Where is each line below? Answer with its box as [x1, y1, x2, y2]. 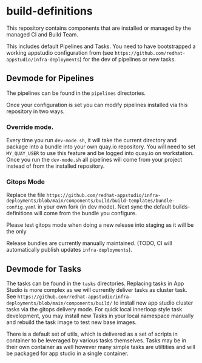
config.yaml [6, 204, 36, 210]
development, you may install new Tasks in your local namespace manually [6, 312, 194, 320]
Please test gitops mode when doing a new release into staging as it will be [6, 221, 194, 229]
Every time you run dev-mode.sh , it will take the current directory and [6, 137, 177, 144]
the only [6, 228, 27, 235]
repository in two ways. [6, 108, 65, 115]
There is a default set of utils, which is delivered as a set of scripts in [6, 330, 178, 338]
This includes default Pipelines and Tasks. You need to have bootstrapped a [6, 43, 196, 50]
